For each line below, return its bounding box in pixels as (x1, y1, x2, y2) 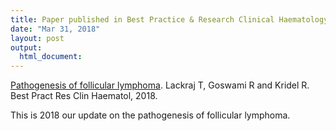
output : (10, 42, 43, 53)
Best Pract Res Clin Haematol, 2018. (10, 90, 158, 102)
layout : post (10, 33, 65, 43)
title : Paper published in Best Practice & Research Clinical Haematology (10, 14, 329, 25)
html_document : (19, 52, 83, 62)
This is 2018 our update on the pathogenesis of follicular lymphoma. (10, 109, 291, 121)
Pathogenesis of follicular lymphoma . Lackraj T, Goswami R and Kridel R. (10, 79, 310, 91)
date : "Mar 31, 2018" (10, 24, 101, 34)
